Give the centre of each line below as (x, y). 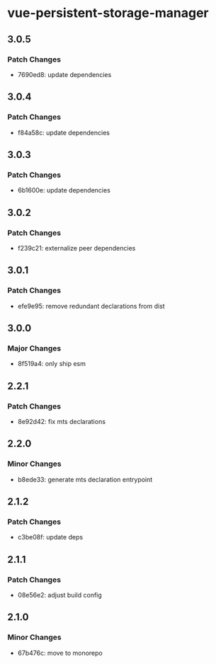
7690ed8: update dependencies (64, 74)
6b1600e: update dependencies (64, 190)
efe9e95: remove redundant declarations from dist (91, 306)
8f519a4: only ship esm (52, 364)
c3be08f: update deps (50, 537)
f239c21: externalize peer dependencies (76, 248)
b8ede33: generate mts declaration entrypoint (85, 479)
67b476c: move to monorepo (60, 653)
